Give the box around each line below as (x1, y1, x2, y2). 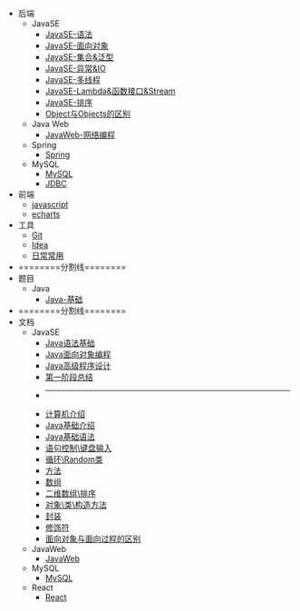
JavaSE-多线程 (44, 74, 102, 84)
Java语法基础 (44, 338, 95, 348)
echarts (31, 209, 61, 220)
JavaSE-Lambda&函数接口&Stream (44, 85, 176, 96)
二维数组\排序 (44, 488, 97, 498)
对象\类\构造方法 (44, 499, 107, 510)
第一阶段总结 (44, 371, 93, 382)
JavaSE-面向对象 (44, 40, 109, 51)
